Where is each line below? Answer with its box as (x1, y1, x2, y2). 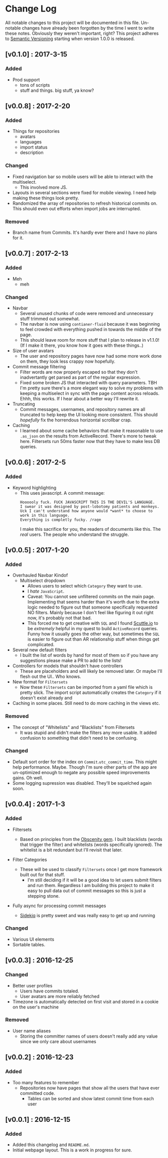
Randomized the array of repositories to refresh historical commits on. (12, 200, 158, 206)
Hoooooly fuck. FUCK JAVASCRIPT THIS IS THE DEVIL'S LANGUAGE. (20, 500, 155, 505)
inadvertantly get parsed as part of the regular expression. (20, 374, 141, 380)
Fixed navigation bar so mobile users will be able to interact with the (12, 174, 153, 180)
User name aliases (12, 1028, 51, 1034)
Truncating (12, 401, 35, 407)
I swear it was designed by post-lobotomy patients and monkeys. (20, 504, 159, 509)
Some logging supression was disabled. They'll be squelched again (12, 780, 152, 786)
